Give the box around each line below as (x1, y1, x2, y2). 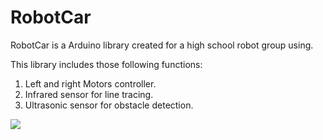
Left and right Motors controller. (24, 77, 157, 90)
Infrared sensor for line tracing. (24, 88, 154, 100)
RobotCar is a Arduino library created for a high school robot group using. (10, 39, 314, 51)
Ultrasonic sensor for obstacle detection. (24, 99, 194, 111)
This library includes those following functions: (10, 58, 203, 70)
